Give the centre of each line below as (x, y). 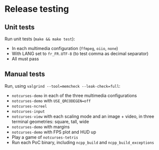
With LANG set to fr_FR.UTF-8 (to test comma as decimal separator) (80, 53)
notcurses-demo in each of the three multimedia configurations (74, 95)
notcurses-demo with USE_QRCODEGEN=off (51, 100)
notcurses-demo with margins (41, 126)
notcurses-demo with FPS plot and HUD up (54, 132)
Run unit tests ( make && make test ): (40, 39)
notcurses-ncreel (29, 106)
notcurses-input (28, 111)
